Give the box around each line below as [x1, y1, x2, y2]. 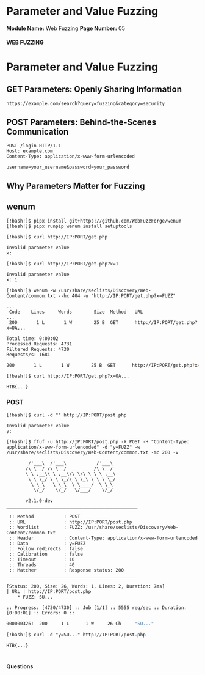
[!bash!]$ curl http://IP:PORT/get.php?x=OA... [6, 373, 130, 380]
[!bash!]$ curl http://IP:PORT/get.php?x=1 [6, 260, 119, 267]
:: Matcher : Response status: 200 [9, 567, 124, 573]
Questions [6, 662, 34, 670]
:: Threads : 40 [9, 561, 75, 568]
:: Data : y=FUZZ [9, 540, 86, 547]
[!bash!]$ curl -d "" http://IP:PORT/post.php [6, 411, 127, 418]
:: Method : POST [9, 514, 81, 520]
